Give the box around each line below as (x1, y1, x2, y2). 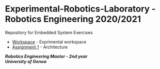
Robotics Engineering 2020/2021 (5, 14, 142, 25)
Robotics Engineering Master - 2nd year (5, 53, 88, 59)
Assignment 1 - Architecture (12, 44, 68, 50)
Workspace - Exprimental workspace (12, 39, 86, 44)
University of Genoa (5, 58, 47, 64)
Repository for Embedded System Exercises (5, 29, 93, 35)
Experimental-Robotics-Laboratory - (5, 3, 156, 14)
